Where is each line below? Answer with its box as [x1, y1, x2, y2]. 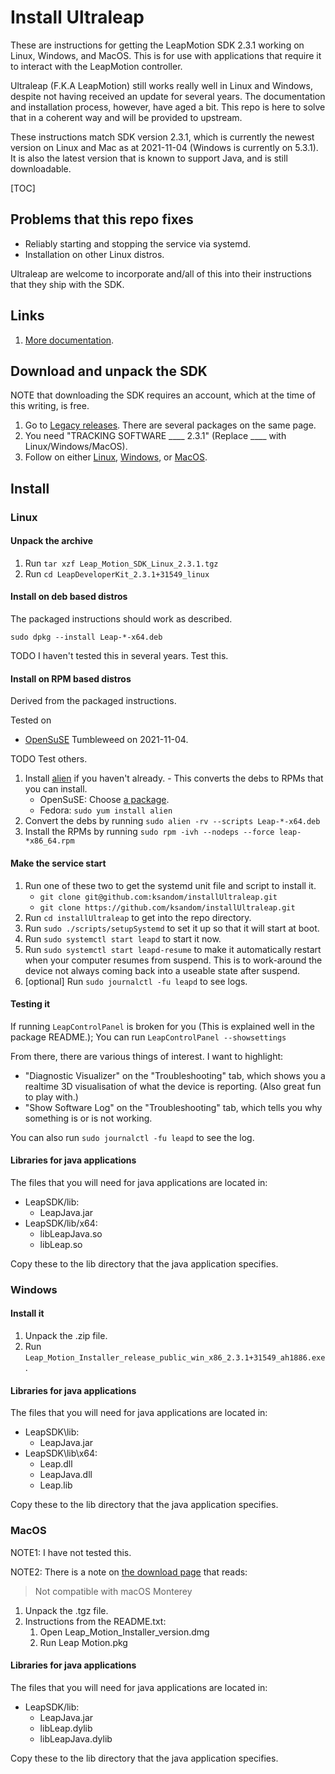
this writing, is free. [10, 400, 90, 412]
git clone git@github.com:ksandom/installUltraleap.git [39, 892, 278, 902]
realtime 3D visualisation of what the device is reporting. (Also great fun [24, 1080, 322, 1092]
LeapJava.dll [39, 1469, 93, 1481]
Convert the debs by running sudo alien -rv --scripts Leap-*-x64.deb [24, 815, 321, 827]
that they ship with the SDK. [10, 278, 125, 290]
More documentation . [24, 334, 115, 346]
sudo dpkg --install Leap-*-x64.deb [10, 632, 163, 643]
